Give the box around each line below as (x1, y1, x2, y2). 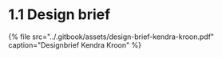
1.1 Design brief (8, 6, 111, 24)
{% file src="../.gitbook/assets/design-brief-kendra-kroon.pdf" (8, 32, 214, 41)
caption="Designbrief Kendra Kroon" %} (8, 40, 142, 49)
